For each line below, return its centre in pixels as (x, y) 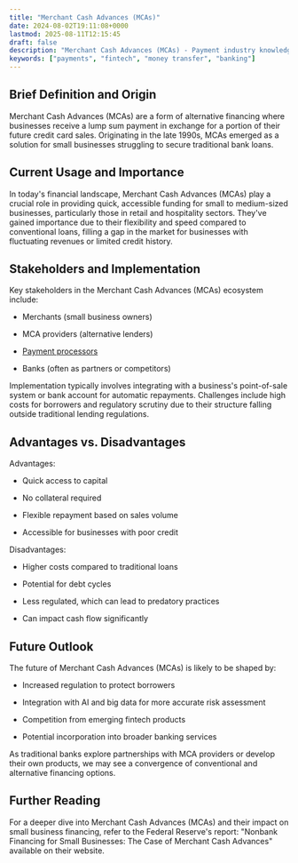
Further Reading (55, 801)
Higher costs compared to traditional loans (100, 567)
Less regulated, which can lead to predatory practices (121, 602)
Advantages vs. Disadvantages (98, 442)
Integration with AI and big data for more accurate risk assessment (144, 702)
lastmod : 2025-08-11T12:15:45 (65, 34)
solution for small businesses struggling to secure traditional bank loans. (141, 144)
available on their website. (57, 851)
